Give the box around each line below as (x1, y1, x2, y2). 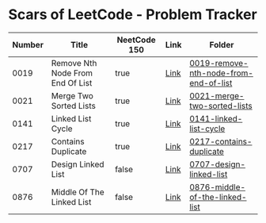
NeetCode (116, 34, 156, 45)
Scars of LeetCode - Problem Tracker (8, 6, 257, 24)
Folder (209, 39, 234, 50)
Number (12, 39, 44, 50)
